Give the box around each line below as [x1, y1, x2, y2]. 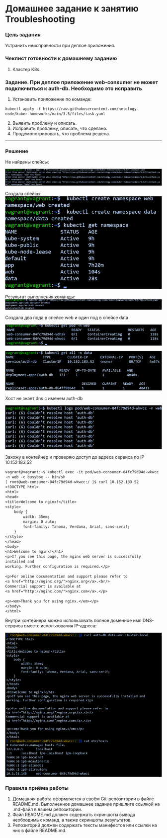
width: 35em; [23, 514, 50, 519]
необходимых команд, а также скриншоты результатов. [12, 817, 132, 823]
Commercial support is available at [5, 584, 81, 589]
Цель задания [5, 31, 41, 38]
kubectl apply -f [5, 106, 41, 112]
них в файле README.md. [12, 828, 67, 834]
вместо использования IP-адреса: [24, 623, 97, 629]
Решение [5, 148, 29, 155]
